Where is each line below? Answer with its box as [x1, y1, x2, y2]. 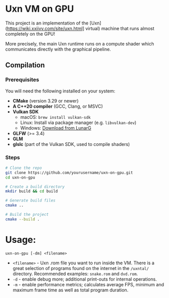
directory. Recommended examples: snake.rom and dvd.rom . [12, 270, 138, 277]
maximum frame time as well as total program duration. [12, 287, 129, 293]
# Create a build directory [5, 184, 65, 189]
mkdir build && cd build [5, 189, 58, 194]
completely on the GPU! [5, 31, 55, 37]
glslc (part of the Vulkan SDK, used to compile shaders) [12, 141, 130, 147]
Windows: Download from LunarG [20, 125, 92, 131]
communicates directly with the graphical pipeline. [5, 46, 111, 52]
